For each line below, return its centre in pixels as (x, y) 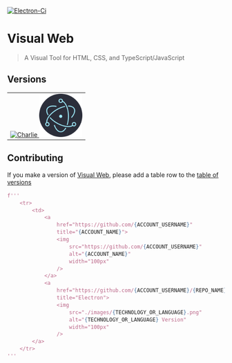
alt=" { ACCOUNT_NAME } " (100, 254)
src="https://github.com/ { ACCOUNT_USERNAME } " (135, 246)
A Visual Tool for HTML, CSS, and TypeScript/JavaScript (104, 57)
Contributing (35, 158)
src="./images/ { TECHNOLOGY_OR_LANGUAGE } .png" (135, 312)
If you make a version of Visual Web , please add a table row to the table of (113, 175)
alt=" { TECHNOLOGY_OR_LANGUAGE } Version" (128, 319)
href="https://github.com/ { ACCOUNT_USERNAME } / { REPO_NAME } (142, 290)
